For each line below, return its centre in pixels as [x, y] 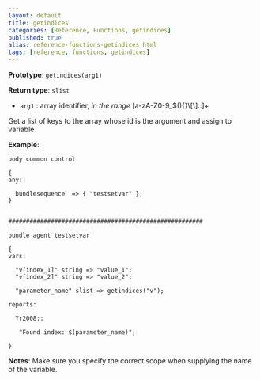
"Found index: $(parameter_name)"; [77, 332]
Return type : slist [39, 90]
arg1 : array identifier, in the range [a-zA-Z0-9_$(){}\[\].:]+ [114, 105]
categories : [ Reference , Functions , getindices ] [90, 30]
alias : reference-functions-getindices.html [83, 45]
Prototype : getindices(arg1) [55, 75]
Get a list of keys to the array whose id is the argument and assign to [120, 121]
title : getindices [38, 23]
